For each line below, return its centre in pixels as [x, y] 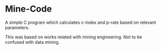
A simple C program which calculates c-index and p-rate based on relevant [80, 22]
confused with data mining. [32, 42]
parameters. [17, 27]
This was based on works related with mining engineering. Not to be [74, 37]
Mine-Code [29, 9]
